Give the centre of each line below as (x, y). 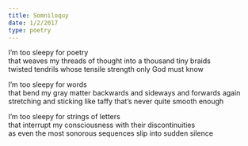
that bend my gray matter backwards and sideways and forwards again (124, 93)
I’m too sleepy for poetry (48, 53)
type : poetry (30, 30)
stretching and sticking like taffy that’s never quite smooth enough (116, 101)
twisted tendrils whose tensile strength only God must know (106, 69)
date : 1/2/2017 (33, 23)
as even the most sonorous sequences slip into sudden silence (111, 133)
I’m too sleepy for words (48, 84)
